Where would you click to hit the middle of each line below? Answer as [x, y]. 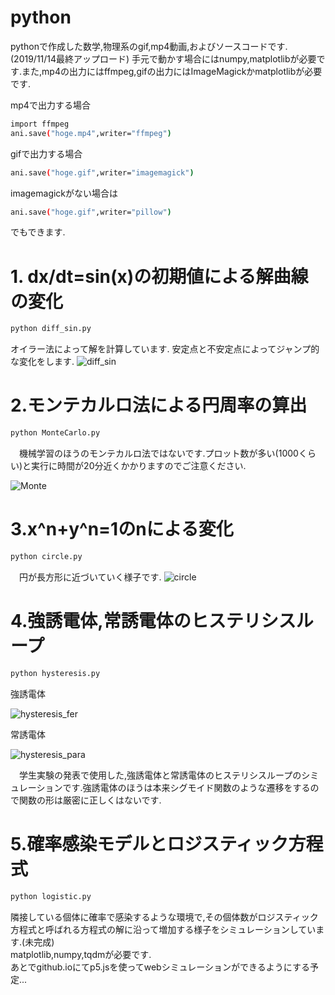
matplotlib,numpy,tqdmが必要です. [81, 954]
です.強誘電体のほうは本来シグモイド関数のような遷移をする [186, 787]
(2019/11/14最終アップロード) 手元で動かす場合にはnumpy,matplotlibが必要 [163, 58]
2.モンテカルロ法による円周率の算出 [159, 405]
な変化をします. [42, 362]
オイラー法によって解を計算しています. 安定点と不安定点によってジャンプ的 [165, 349]
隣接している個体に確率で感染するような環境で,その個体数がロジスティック [164, 917]
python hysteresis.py [55, 673]
